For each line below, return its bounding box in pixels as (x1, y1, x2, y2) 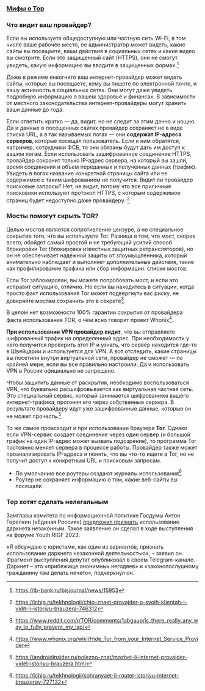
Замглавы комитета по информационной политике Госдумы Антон (6, 511, 181, 519)
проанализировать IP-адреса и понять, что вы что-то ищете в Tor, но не (6, 450, 194, 458)
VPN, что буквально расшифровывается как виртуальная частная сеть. (6, 386, 193, 393)
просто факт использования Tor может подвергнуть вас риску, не (6, 289, 179, 297)
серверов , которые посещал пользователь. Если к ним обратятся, (6, 137, 181, 144)
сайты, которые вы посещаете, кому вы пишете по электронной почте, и (6, 79, 197, 87)
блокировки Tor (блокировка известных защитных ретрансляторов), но (6, 245, 193, 252)
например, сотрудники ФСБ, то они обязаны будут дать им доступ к (6, 144, 185, 151)
